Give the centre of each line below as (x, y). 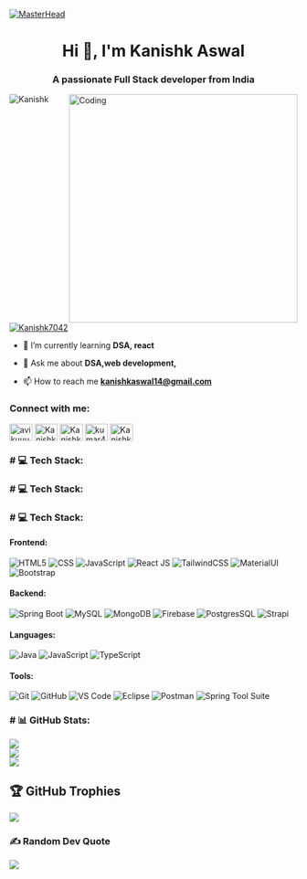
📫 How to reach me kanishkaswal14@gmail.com (117, 381)
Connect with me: (50, 408)
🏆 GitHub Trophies (65, 792)
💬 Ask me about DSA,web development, (100, 363)
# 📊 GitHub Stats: (50, 720)
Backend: (28, 593)
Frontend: (29, 543)
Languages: (33, 634)
